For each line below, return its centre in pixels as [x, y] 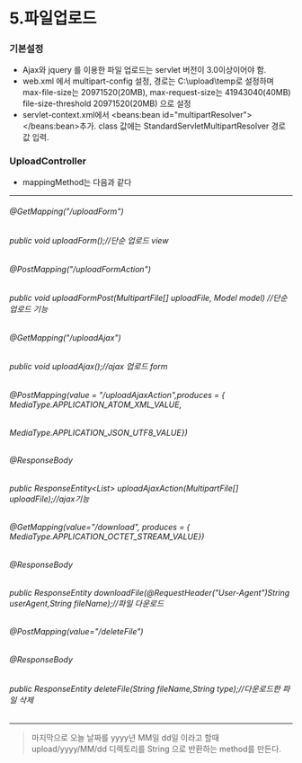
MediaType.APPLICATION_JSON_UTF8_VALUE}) [98, 432]
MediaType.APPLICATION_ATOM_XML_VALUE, [96, 404]
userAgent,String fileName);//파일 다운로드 [87, 603]
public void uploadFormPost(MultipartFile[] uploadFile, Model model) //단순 [148, 298]
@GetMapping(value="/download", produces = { [100, 528]
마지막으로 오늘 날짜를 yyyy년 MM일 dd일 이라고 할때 [125, 738]
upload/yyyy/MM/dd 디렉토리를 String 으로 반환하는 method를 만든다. [156, 749]
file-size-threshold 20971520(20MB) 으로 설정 [107, 103]
